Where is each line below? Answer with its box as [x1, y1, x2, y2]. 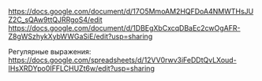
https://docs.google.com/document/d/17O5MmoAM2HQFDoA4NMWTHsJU [8, 7, 254, 16]
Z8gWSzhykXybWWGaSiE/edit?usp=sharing [8, 31, 153, 41]
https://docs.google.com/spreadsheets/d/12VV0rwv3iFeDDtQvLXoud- [8, 55, 237, 64]
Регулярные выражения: [8, 47, 92, 56]
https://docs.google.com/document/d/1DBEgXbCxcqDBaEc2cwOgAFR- [8, 24, 241, 32]
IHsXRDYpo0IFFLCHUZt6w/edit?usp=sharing [8, 64, 155, 73]
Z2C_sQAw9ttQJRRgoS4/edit [8, 15, 103, 24]
